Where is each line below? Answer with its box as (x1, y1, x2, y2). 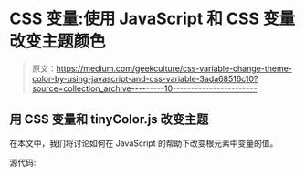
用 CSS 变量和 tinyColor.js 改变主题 (9, 111, 209, 128)
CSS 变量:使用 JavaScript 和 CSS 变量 (9, 8, 296, 29)
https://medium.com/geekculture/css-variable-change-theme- (56, 63, 292, 74)
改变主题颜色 (9, 31, 107, 52)
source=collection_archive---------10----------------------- (31, 83, 258, 94)
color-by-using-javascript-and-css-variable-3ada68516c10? (31, 73, 258, 84)
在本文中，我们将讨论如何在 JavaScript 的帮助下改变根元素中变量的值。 (9, 138, 279, 149)
